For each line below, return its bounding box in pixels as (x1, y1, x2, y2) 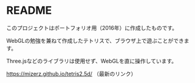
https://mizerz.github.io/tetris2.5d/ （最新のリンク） (6, 70, 137, 77)
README (6, 4, 52, 17)
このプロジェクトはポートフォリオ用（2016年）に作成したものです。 (6, 24, 178, 31)
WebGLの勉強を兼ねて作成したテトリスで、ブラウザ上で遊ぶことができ (6, 37, 184, 44)
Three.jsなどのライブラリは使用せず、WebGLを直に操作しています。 (6, 57, 177, 64)
